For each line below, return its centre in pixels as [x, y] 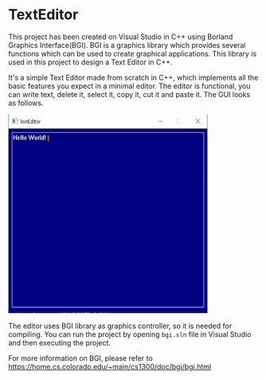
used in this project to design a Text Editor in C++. [90, 62]
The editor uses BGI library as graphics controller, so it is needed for [120, 326]
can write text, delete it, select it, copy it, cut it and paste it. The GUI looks [129, 94]
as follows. [26, 103]
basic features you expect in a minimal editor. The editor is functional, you [129, 86]
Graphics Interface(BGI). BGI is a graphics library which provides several [127, 45]
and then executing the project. [60, 342]
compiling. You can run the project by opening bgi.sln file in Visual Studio [130, 334]
